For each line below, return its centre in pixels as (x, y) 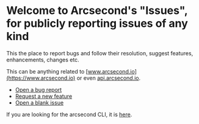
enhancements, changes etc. (43, 60)
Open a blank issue (39, 102)
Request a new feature (44, 96)
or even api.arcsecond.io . (109, 78)
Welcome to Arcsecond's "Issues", (97, 11)
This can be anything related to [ (47, 71)
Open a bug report (38, 89)
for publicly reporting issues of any (97, 23)
